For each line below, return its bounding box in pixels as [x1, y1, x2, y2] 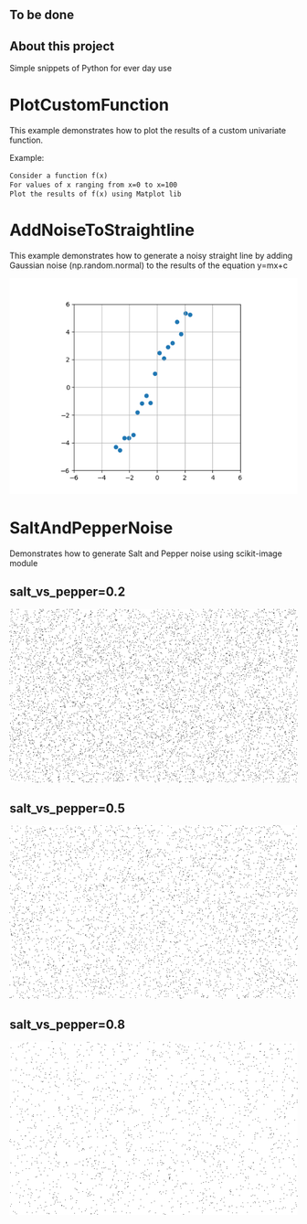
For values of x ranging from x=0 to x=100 [9, 180, 178, 190]
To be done [9, 7, 75, 23]
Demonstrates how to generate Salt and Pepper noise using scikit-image [9, 548, 283, 559]
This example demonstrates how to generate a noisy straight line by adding [9, 251, 293, 262]
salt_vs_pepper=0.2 [9, 585, 126, 600]
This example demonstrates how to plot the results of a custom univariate [9, 125, 286, 136]
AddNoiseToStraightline [9, 220, 195, 241]
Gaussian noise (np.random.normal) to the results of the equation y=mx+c [9, 260, 289, 271]
